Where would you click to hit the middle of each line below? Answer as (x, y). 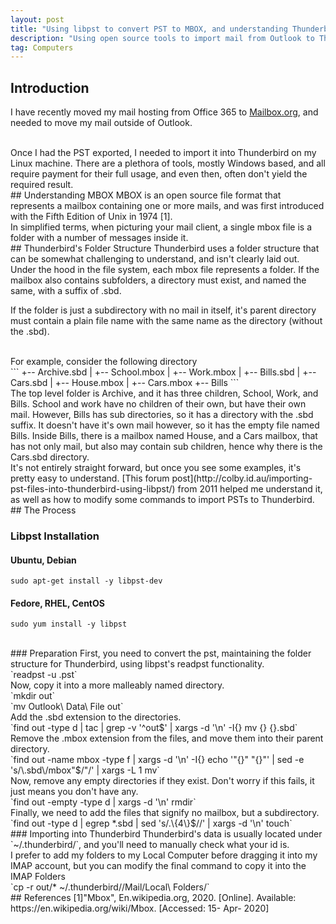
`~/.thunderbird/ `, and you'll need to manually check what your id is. (150, 845)
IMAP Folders (38, 877)
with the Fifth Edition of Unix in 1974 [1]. (91, 217)
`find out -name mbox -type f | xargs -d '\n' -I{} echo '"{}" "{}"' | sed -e (157, 760)
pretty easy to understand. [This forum (90, 478)
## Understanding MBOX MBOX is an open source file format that (146, 195)
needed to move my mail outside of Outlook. (101, 123)
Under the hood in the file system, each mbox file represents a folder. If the (165, 270)
